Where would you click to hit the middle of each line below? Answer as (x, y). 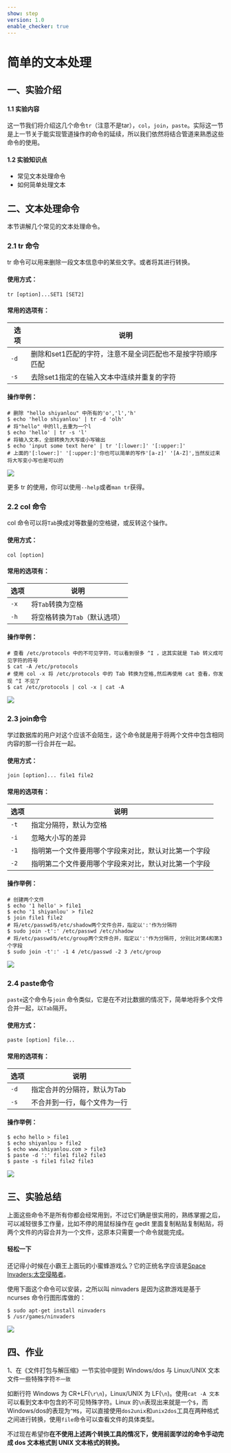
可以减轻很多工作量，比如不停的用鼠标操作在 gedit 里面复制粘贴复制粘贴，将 (115, 1223)
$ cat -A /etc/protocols (43, 666)
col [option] (26, 555)
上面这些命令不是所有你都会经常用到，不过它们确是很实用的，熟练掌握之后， (115, 1215)
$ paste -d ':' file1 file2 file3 (57, 1155)
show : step (23, 13)
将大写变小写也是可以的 (35, 461)
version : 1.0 (26, 20)
